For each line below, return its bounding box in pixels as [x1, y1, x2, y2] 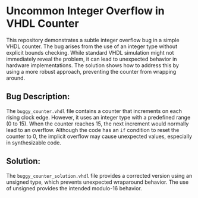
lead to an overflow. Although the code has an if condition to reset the [6, 126, 180, 133]
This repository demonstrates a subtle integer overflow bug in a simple [6, 36, 180, 43]
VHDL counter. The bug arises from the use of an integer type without [6, 43, 177, 50]
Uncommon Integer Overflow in [6, 4, 165, 18]
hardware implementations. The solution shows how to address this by [6, 61, 180, 69]
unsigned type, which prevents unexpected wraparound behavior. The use [6, 178, 189, 186]
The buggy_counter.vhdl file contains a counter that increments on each [6, 107, 183, 114]
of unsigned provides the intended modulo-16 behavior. [6, 184, 142, 191]
